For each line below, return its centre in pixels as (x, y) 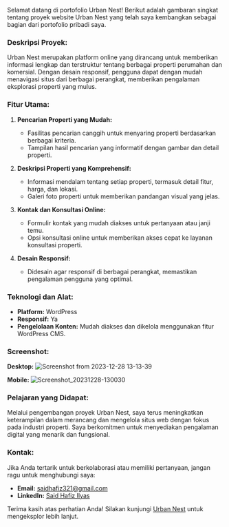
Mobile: (18, 380)
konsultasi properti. (55, 245)
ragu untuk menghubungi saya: (51, 475)
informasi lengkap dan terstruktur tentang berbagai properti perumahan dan (115, 65)
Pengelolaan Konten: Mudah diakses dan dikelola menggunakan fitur (116, 326)
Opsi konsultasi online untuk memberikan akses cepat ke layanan (120, 238)
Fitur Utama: (29, 105)
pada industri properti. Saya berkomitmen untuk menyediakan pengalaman (113, 427)
